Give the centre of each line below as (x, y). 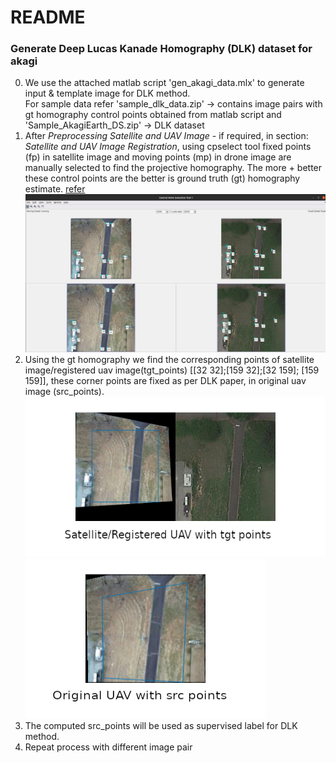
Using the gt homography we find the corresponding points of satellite (169, 359)
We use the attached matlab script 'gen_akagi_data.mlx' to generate (164, 83)
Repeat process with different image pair (108, 747)
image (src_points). (64, 391)
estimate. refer (55, 189)
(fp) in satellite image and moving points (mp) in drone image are (158, 157)
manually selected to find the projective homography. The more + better (173, 168)
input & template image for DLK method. (107, 93)
